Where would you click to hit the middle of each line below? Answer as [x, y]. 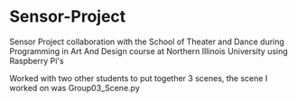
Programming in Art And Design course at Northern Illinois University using [149, 51]
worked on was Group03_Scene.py [74, 88]
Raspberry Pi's [37, 60]
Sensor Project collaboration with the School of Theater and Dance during [147, 42]
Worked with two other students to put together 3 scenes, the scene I [139, 78]
